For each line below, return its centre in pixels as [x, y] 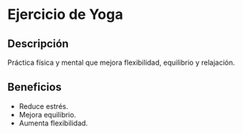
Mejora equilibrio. [47, 114]
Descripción [38, 44]
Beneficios [34, 87]
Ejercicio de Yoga [65, 15]
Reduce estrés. [44, 106]
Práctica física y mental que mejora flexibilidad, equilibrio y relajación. [121, 62]
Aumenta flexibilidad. [53, 123]
